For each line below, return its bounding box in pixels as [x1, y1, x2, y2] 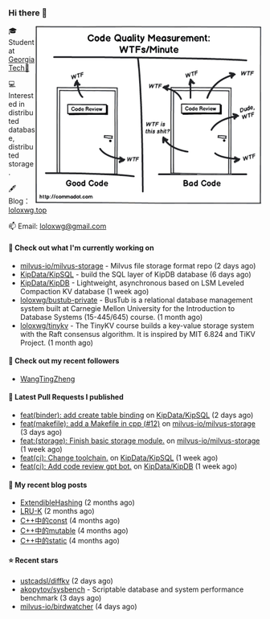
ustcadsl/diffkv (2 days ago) [19, 576, 114, 586]
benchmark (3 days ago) [19, 593, 102, 603]
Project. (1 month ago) [19, 338, 94, 347]
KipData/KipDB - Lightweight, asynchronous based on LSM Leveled [19, 277, 244, 288]
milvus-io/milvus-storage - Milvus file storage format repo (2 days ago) [19, 260, 256, 270]
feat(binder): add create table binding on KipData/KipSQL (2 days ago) [19, 410, 254, 420]
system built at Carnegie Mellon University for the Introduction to [19, 303, 235, 313]
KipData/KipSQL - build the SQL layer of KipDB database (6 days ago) [19, 269, 252, 279]
